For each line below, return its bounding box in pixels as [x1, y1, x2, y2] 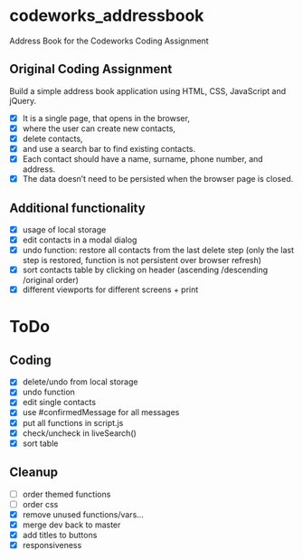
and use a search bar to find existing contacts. [22, 143, 196, 154]
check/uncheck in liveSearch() [22, 427, 137, 439]
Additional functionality [9, 200, 147, 215]
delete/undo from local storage [22, 376, 138, 387]
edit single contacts [22, 397, 97, 408]
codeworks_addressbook [9, 5, 204, 26]
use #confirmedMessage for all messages [22, 407, 180, 418]
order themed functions [22, 488, 111, 499]
